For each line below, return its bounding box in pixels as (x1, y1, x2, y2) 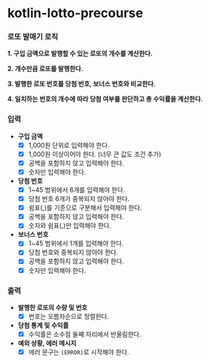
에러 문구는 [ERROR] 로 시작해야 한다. (28, 348, 130, 357)
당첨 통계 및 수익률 (17, 321, 69, 329)
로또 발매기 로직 (7, 32, 59, 42)
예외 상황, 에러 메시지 (17, 339, 76, 347)
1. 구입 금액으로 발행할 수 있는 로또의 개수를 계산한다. (7, 49, 153, 58)
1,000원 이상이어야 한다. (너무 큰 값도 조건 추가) (28, 150, 162, 158)
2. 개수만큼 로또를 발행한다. (7, 64, 84, 73)
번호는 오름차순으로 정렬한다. (28, 312, 109, 320)
